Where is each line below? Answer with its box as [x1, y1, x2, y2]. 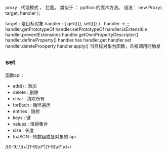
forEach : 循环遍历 [12, 102, 51, 108]
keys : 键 [12, 114, 31, 121]
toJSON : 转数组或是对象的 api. [12, 133, 77, 139]
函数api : [5, 72, 23, 78]
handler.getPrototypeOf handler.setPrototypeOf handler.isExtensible [5, 26, 148, 32]
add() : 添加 [12, 83, 37, 89]
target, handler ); [5, 10, 40, 16]
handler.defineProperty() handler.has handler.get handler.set [5, 37, 132, 43]
